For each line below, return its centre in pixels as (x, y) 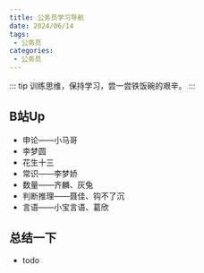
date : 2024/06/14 (42, 26)
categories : (31, 51)
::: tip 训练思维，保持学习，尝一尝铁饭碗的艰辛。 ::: (102, 85)
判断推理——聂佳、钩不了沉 (73, 196)
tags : (19, 34)
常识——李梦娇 (50, 173)
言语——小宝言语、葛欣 (65, 207)
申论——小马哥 (50, 140)
